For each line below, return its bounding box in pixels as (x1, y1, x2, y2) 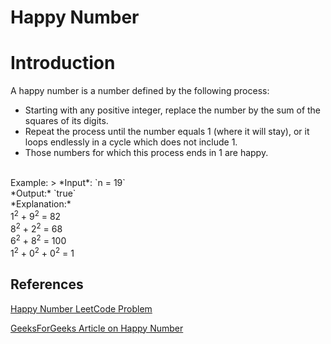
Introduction (10, 52, 116, 75)
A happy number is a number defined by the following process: (10, 85, 270, 97)
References (10, 276, 84, 293)
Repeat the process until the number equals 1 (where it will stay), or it (24, 126, 310, 138)
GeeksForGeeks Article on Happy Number (10, 322, 184, 334)
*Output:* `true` (10, 187, 77, 200)
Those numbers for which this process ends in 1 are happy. (24, 147, 269, 159)
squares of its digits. (24, 115, 109, 127)
